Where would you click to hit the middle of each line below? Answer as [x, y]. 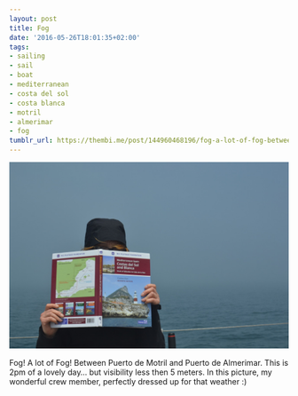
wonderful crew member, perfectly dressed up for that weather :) [128, 381]
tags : [19, 47]
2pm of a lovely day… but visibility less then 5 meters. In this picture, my [141, 372]
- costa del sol [39, 93]
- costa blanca [37, 103]
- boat [21, 75]
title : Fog [29, 28]
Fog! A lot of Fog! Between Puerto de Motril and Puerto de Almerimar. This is [149, 362]
